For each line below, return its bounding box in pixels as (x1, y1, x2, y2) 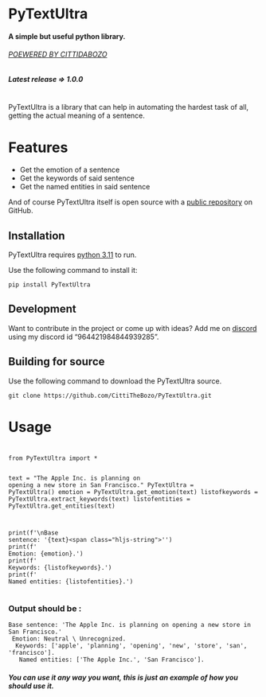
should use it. (8, 681, 54, 691)
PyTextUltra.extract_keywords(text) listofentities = (8, 495, 191, 503)
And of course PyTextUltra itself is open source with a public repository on (8, 197, 253, 207)
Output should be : (8, 602, 82, 613)
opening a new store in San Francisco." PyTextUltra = (8, 481, 194, 489)
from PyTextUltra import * (8, 454, 98, 462)
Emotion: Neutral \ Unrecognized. (11, 635, 127, 643)
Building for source (8, 355, 105, 368)
